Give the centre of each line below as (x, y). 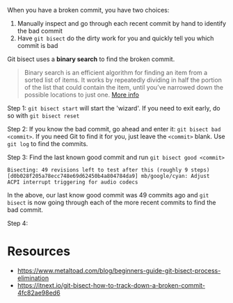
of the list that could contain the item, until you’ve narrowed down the (124, 87)
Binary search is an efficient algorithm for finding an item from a (116, 73)
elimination (33, 278)
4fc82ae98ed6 (39, 293)
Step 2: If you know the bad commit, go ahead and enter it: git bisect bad (114, 129)
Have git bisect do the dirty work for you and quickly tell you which (115, 38)
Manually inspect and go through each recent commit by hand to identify (122, 23)
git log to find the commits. (48, 144)
